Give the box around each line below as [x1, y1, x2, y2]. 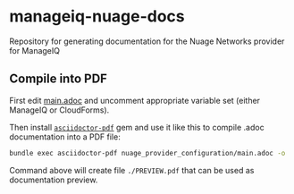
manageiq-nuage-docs [9, 6, 185, 27]
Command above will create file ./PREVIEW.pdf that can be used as [9, 164, 255, 175]
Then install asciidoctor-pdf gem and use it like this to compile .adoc [9, 122, 265, 132]
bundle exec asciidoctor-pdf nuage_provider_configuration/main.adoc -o [9, 148, 286, 157]
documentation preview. [9, 174, 98, 185]
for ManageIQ [9, 45, 61, 55]
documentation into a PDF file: [9, 131, 121, 142]
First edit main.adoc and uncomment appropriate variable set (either [9, 95, 261, 105]
